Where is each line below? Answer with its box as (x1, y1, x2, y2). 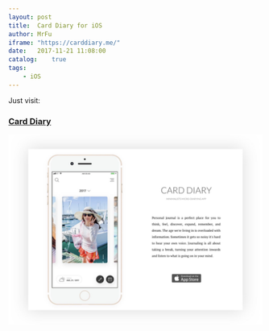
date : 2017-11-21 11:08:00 (8, 47, 106, 56)
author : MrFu (8, 30, 52, 38)
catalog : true (8, 56, 67, 64)
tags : (8, 64, 27, 72)
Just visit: (8, 95, 40, 105)
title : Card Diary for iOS (8, 21, 103, 30)
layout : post (8, 13, 52, 21)
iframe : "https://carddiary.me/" (8, 39, 121, 47)
